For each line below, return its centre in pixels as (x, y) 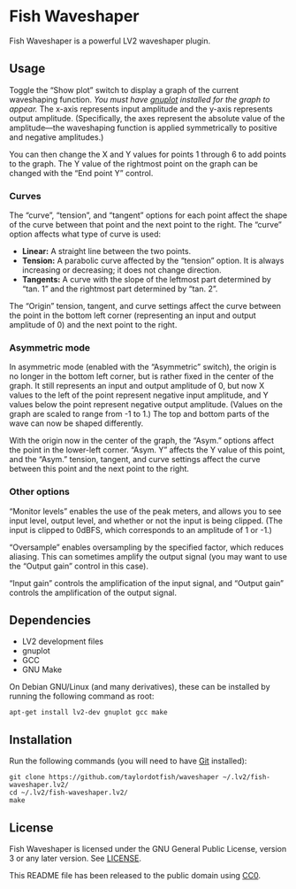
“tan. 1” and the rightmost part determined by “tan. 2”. (120, 289)
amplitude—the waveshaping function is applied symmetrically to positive (143, 128)
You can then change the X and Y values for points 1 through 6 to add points (148, 154)
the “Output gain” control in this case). (79, 566)
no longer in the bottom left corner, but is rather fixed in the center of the (141, 376)
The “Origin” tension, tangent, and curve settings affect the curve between (145, 306)
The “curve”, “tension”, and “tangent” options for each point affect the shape (148, 215)
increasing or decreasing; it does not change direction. (122, 270)
